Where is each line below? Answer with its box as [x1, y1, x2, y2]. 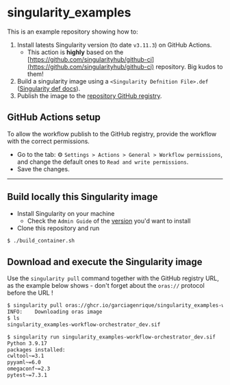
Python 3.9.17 [7, 340, 48, 347]
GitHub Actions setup [7, 112, 101, 123]
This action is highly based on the [27, 48, 124, 56]
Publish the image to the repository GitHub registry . [16, 91, 162, 100]
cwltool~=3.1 [7, 353, 44, 360]
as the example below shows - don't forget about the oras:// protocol [7, 282, 205, 290]
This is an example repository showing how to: [7, 27, 138, 36]
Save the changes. [16, 164, 70, 173]
